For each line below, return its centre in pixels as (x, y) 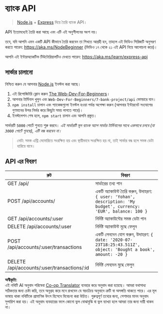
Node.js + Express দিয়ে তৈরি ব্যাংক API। (52, 22)
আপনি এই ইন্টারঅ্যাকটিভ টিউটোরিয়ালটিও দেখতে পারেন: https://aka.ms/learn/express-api (76, 57)
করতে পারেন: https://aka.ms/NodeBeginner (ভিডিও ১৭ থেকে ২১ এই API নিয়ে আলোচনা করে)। (81, 47)
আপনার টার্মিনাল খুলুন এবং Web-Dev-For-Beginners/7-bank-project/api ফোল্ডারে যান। (84, 99)
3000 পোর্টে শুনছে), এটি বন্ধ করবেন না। (33, 131)
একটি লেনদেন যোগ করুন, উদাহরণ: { (124, 234)
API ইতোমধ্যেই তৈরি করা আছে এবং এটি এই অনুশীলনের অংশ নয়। (51, 32)
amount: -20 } (112, 254)
